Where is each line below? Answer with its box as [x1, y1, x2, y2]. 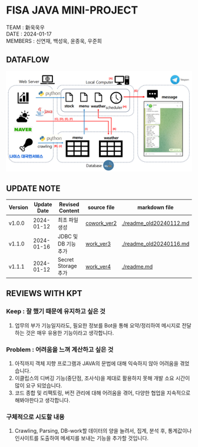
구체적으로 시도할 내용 [6, 413, 65, 421]
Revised [58, 201, 80, 208]
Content [58, 207, 80, 214]
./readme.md [121, 263, 153, 270]
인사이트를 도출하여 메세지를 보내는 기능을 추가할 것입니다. [14, 435, 149, 442]
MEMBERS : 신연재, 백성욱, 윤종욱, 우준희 [6, 37, 102, 44]
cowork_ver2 [85, 220, 117, 227]
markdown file [137, 204, 174, 211]
